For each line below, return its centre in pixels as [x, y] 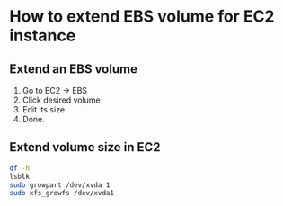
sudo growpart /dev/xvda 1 [60, 185]
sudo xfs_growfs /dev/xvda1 [62, 193]
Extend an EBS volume [73, 69]
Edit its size [44, 109]
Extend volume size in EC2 [85, 147]
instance [43, 36]
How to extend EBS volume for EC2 [142, 17]
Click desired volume [61, 100]
